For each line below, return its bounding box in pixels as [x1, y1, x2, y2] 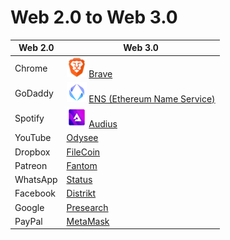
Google [14, 201, 45, 213]
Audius [88, 118, 118, 130]
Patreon [14, 159, 48, 171]
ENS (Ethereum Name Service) [88, 92, 216, 105]
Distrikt [66, 187, 97, 200]
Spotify [14, 112, 45, 125]
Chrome [14, 62, 48, 74]
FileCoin [66, 146, 101, 158]
